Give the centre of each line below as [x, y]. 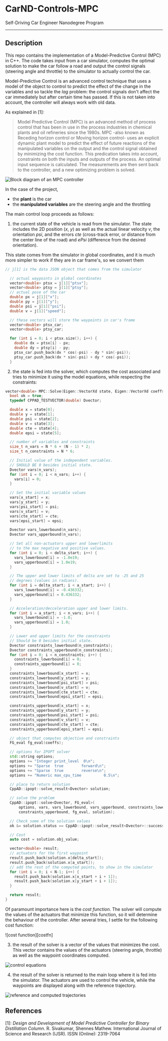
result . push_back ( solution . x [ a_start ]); [52, 862]
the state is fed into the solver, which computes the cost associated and [86, 371]
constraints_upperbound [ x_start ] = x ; [50, 706]
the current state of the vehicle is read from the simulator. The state [82, 223]
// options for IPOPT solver [40, 752]
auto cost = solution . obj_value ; [44, 839]
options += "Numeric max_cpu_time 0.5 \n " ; [65, 775]
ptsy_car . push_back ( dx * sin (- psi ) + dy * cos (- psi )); [72, 357]
